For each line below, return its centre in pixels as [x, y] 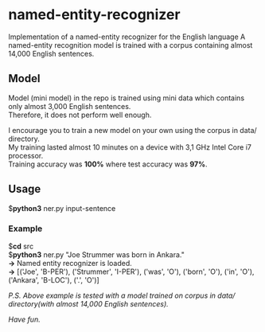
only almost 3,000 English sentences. [70, 106]
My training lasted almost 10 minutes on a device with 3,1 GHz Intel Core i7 [130, 147]
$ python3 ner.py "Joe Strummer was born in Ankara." [96, 254]
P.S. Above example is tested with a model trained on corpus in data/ [122, 295]
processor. [26, 155]
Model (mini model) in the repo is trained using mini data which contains [127, 98]
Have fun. [25, 319]
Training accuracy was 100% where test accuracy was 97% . [108, 164]
